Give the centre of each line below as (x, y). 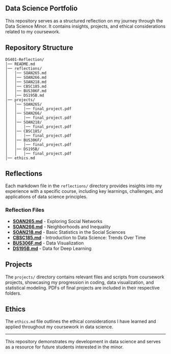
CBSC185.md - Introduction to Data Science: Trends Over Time (79, 237)
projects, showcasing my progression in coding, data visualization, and (80, 282)
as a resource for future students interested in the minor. (64, 347)
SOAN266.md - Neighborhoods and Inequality (62, 227)
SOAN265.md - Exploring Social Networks (58, 221)
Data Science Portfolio (41, 8)
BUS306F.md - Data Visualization (48, 243)
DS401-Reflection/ (25, 59)
